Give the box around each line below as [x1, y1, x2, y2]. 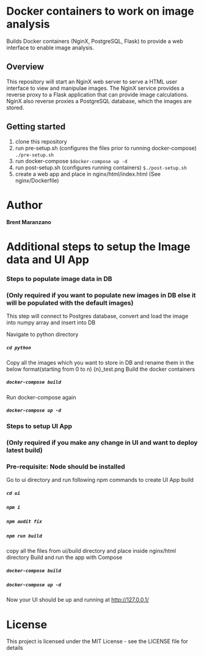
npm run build [6, 533, 43, 539]
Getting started [6, 122, 66, 132]
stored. [6, 104, 24, 111]
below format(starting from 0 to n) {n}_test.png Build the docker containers [6, 365, 195, 373]
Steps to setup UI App [6, 421, 72, 430]
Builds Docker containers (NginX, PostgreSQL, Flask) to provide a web [6, 37, 183, 45]
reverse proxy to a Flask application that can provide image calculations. [6, 90, 189, 98]
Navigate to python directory [6, 330, 79, 338]
